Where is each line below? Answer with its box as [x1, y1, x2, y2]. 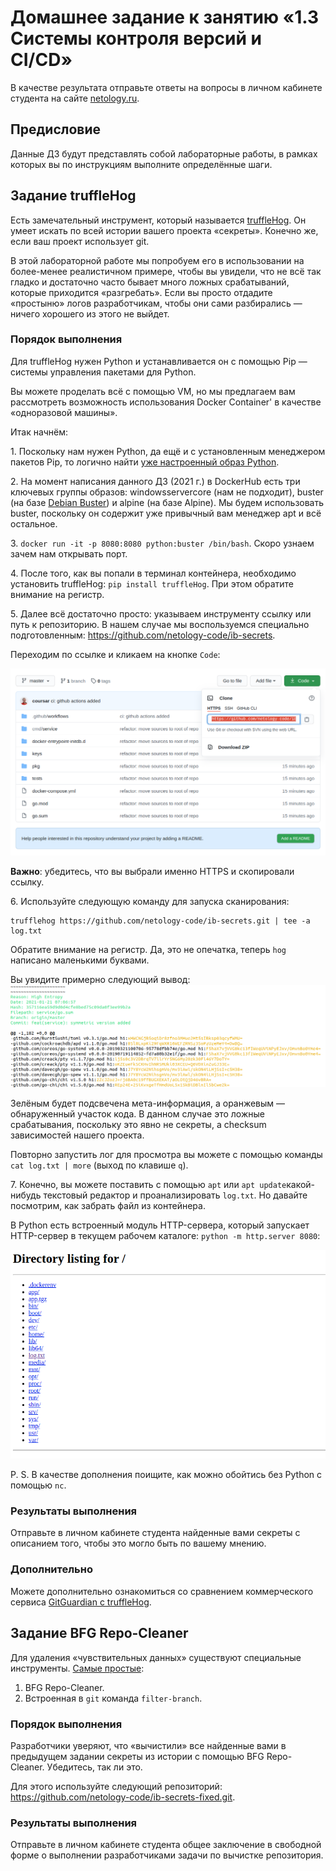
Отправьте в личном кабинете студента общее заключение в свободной [10, 1839, 322, 1851]
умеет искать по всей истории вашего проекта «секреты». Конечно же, [10, 224, 319, 236]
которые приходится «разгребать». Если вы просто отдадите [10, 286, 273, 298]
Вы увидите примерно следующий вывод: [10, 973, 191, 985]
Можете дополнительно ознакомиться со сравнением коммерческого [10, 1585, 314, 1597]
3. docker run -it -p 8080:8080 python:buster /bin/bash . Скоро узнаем [10, 537, 315, 549]
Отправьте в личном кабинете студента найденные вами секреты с [10, 1527, 301, 1539]
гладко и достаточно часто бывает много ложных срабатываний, [10, 276, 290, 288]
